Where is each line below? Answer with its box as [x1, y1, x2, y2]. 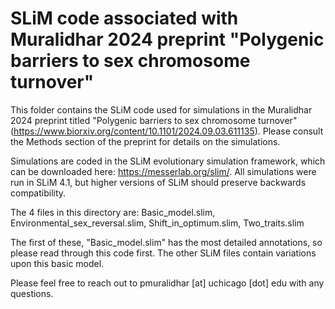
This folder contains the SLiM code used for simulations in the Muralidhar [10, 103, 313, 116]
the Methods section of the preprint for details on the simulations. [10, 135, 281, 147]
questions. [10, 287, 54, 299]
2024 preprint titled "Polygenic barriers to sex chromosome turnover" [10, 114, 298, 126]
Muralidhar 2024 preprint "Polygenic [10, 28, 325, 51]
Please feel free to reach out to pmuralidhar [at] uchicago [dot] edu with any [10, 277, 325, 289]
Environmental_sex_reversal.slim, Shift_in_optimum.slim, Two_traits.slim [10, 217, 305, 229]
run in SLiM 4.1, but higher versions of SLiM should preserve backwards [10, 176, 307, 188]
